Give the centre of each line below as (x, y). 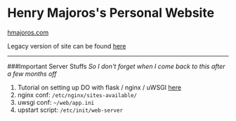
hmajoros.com (28, 32)
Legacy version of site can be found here (67, 46)
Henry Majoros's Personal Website (111, 13)
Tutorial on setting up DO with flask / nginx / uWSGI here (99, 87)
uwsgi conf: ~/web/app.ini (56, 102)
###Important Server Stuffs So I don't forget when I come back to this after (116, 66)
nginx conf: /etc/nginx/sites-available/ (77, 95)
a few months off (32, 74)
